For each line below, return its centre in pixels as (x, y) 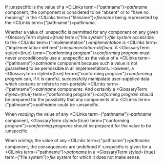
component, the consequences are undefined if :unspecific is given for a (78, 146)
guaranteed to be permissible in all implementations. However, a (70, 68)
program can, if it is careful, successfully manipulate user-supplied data (77, 79)
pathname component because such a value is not (87, 63)
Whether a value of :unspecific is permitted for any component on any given (82, 32)
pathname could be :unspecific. (68, 105)
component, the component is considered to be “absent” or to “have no (77, 12)
